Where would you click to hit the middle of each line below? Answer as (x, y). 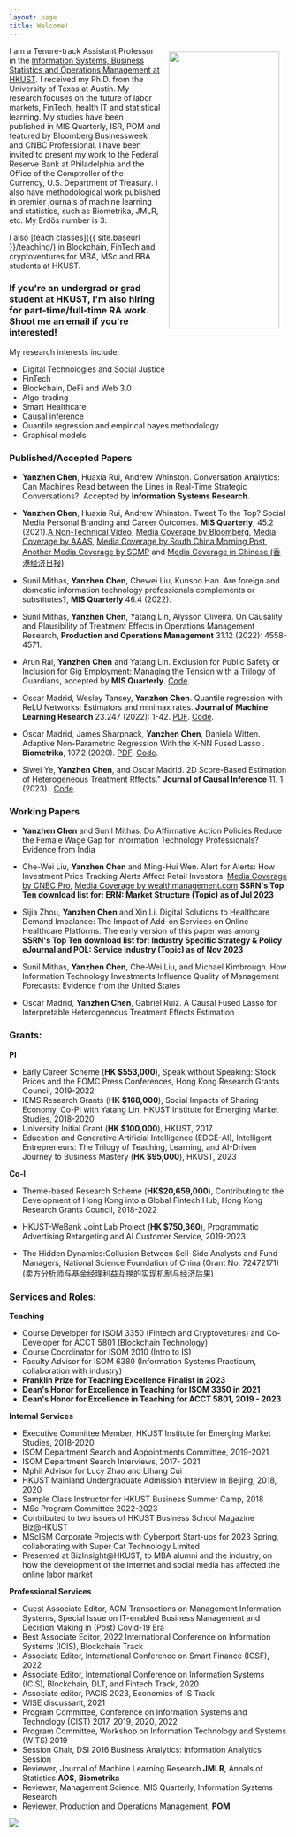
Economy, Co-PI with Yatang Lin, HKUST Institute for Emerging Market (150, 1109)
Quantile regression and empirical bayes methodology (120, 425)
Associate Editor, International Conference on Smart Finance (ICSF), (145, 1656)
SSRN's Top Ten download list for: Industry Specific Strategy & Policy (152, 940)
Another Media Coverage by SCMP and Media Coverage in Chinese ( (148, 552)
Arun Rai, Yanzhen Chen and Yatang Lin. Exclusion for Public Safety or (151, 662)
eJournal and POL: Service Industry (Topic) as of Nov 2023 (133, 950)
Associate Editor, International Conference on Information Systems (143, 1674)
